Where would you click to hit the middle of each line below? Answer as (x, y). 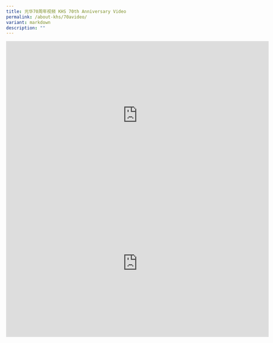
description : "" (26, 28)
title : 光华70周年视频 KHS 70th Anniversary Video (66, 11)
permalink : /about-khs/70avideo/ (47, 17)
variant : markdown (28, 22)
